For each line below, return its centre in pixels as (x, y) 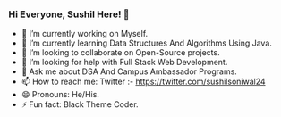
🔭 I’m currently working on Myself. (85, 34)
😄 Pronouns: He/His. (60, 95)
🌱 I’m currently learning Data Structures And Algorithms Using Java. (146, 43)
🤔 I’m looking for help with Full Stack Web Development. (124, 63)
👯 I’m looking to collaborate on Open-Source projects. (120, 53)
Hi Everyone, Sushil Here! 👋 (69, 14)
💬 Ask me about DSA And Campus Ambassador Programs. (129, 71)
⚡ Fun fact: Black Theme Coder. (80, 104)
